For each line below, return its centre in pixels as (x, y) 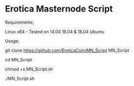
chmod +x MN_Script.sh (29, 69)
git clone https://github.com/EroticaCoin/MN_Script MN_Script (67, 50)
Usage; (12, 41)
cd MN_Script (19, 59)
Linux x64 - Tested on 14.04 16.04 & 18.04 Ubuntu (55, 31)
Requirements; (20, 22)
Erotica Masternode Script (59, 9)
